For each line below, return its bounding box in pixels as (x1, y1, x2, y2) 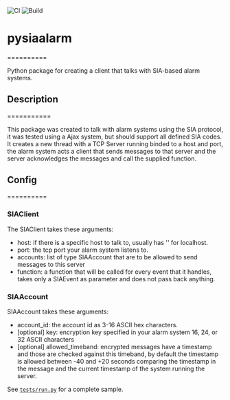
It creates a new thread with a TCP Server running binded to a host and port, (7, 139, 223, 148)
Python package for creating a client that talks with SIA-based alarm (7, 66, 200, 75)
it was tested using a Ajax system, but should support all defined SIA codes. (7, 132, 222, 141)
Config (7, 174, 37, 186)
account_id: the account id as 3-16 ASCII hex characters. (16, 321, 179, 329)
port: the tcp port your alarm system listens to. (16, 246, 149, 254)
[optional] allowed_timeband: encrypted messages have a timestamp (16, 343, 212, 351)
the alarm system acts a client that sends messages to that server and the (7, 147, 216, 155)
